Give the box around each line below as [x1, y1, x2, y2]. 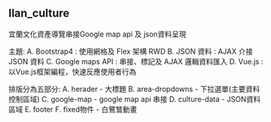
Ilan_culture [8, 7, 70, 20]
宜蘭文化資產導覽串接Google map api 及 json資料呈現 [8, 28, 187, 39]
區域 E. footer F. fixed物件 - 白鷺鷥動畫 [8, 104, 138, 114]
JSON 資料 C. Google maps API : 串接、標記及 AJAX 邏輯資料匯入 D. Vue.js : [8, 56, 264, 66]
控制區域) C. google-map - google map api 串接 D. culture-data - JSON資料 [8, 94, 261, 104]
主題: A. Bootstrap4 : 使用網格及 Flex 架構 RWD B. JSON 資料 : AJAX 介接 [8, 46, 254, 56]
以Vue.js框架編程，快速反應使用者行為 [8, 67, 137, 76]
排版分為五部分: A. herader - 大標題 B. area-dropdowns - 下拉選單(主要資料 [8, 84, 260, 94]
